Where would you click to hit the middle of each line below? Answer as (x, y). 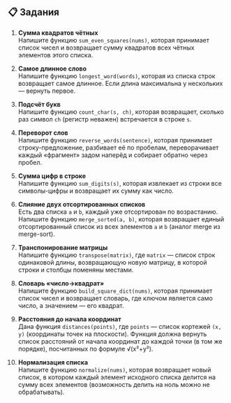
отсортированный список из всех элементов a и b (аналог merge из (119, 226)
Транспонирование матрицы (63, 247)
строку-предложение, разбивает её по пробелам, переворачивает (118, 147)
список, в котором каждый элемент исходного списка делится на (117, 377)
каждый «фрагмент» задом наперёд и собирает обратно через (113, 155)
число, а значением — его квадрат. (71, 305)
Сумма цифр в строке (52, 176)
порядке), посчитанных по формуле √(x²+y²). (85, 349)
